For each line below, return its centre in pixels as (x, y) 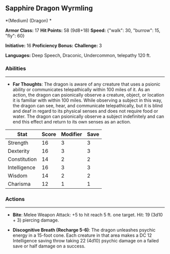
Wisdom (18, 176)
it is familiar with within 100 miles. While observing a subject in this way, (88, 100)
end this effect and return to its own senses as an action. (72, 122)
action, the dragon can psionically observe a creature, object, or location (88, 95)
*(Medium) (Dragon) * (29, 20)
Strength (18, 143)
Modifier (72, 135)
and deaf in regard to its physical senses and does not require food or (85, 111)
